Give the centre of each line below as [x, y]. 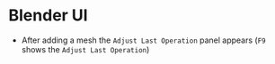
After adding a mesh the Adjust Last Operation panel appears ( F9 [143, 40]
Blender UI [48, 16]
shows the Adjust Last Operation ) [85, 49]
